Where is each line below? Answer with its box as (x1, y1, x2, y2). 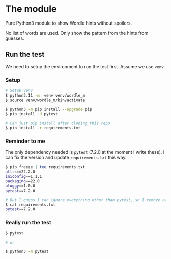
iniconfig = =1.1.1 (5, 174, 42, 179)
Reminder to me (5, 137, 45, 145)
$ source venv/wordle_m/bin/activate (5, 98, 85, 103)
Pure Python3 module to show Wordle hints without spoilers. (5, 20, 132, 26)
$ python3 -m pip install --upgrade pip (5, 107, 93, 112)
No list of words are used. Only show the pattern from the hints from (5, 30, 149, 36)
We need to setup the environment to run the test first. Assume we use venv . (5, 63, 165, 69)
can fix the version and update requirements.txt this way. (5, 154, 127, 161)
